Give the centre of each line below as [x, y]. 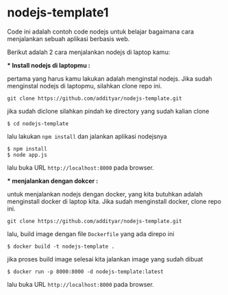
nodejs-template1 [58, 13]
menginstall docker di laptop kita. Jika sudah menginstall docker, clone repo [114, 201]
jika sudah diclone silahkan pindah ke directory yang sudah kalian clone [108, 111]
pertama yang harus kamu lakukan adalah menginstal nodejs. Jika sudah [110, 78]
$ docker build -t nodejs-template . [61, 246]
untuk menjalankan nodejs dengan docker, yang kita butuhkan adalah [105, 194]
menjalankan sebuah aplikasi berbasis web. [68, 38]
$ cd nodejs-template [38, 124]
